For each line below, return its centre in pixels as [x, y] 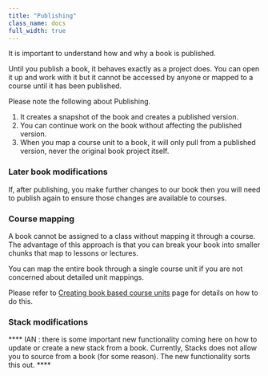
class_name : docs [37, 23]
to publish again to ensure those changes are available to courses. [118, 198]
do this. [21, 301]
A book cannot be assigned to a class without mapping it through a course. [132, 236]
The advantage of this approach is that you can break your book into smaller [134, 245]
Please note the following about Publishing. [80, 102]
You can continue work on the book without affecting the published [131, 126]
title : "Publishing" [43, 16]
